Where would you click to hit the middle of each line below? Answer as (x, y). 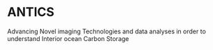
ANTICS (31, 12)
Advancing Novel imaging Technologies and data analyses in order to (107, 31)
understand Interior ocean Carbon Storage (68, 38)
